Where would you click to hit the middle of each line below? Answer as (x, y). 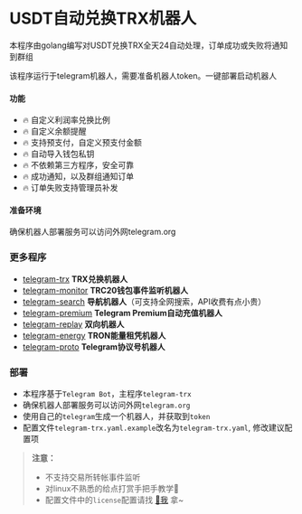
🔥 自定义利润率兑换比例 (66, 120)
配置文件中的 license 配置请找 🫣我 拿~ (114, 500)
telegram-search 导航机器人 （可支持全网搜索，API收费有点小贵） (144, 301)
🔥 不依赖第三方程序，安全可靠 (78, 165)
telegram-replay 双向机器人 (73, 324)
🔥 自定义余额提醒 (55, 131)
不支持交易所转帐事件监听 (93, 477)
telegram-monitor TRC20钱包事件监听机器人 (105, 290)
